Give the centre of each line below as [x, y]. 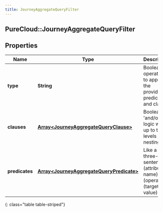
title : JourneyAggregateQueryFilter [42, 9]
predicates [20, 171]
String [45, 85]
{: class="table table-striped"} [35, 204]
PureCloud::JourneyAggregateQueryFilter [70, 29]
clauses [17, 127]
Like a [150, 150]
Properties [21, 46]
